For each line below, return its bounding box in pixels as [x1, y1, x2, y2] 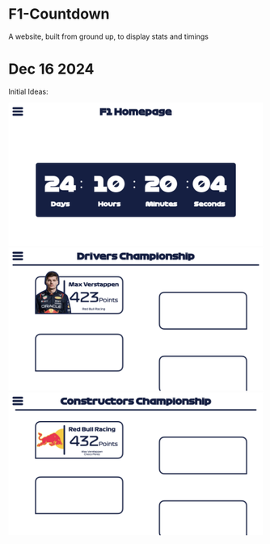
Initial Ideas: [8, 86, 49, 96]
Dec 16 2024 [8, 60, 95, 78]
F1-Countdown [8, 5, 111, 23]
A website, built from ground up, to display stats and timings [8, 32, 209, 41]
